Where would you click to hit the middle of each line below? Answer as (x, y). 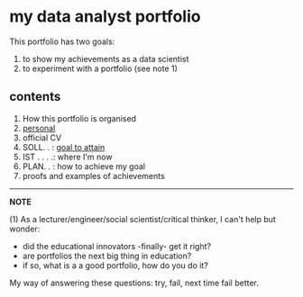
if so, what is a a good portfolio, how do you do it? (115, 265)
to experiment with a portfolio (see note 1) (100, 68)
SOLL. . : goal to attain (64, 147)
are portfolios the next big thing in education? (107, 256)
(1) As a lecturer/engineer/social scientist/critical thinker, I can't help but (143, 219)
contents (35, 97)
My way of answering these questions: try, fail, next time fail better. (134, 283)
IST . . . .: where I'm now (67, 157)
